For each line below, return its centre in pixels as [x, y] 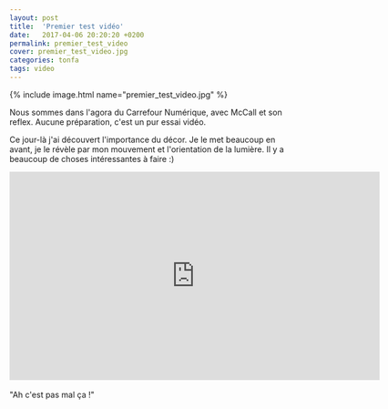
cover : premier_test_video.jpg [69, 52]
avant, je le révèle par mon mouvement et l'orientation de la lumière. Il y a [147, 149]
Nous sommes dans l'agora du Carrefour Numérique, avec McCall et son [146, 112]
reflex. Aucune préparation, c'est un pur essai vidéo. [108, 122]
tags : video [32, 69]
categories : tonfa [44, 60]
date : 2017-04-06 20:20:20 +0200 [77, 35]
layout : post [34, 18]
